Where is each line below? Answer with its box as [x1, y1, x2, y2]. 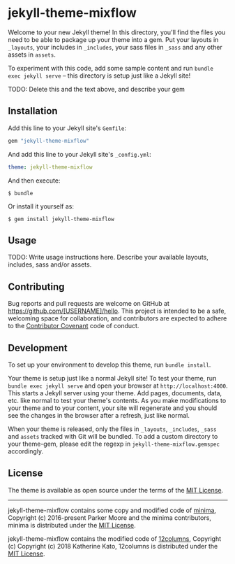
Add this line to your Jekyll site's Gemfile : [8, 124, 127, 132]
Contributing [8, 281, 65, 292]
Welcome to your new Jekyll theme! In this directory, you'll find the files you [8, 28, 226, 36]
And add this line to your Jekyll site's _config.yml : [8, 150, 152, 158]
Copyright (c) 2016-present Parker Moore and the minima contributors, [8, 513, 212, 522]
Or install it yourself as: [8, 202, 74, 211]
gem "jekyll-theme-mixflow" [8, 137, 90, 144]
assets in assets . [8, 50, 56, 59]
